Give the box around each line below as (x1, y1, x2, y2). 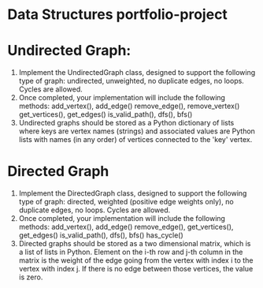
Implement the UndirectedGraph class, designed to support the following (18, 68, 256, 77)
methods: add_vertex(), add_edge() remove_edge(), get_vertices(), (18, 223, 234, 232)
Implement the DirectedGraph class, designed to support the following (18, 189, 247, 198)
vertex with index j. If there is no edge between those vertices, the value (18, 264, 254, 274)
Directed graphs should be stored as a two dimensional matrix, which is (18, 239, 251, 249)
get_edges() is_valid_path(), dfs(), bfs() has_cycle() (18, 230, 184, 240)
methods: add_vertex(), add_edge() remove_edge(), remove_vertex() (18, 101, 240, 111)
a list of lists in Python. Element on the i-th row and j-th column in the (18, 247, 243, 257)
